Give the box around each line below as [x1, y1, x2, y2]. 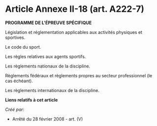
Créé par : [5, 106, 25, 112]
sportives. [5, 34, 26, 40]
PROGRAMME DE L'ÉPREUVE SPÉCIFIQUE [5, 20, 92, 26]
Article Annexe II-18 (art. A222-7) [5, 3, 144, 15]
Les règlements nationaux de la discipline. [5, 63, 91, 69]
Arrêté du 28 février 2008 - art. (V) [12, 116, 83, 122]
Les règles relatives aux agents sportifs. [5, 53, 86, 60]
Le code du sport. [5, 44, 41, 50]
